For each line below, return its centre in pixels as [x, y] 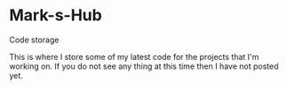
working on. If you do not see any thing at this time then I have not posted [144, 66]
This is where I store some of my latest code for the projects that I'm [134, 56]
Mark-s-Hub [56, 15]
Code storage [34, 40]
